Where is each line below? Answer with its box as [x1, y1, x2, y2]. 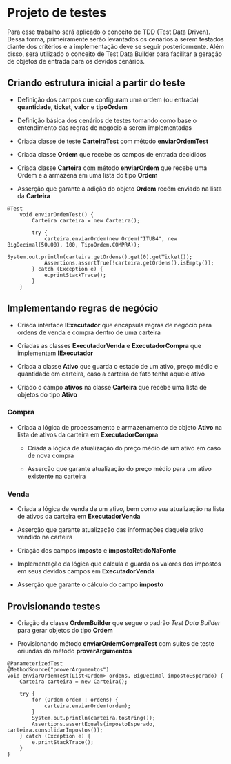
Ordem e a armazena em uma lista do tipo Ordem [17, 171, 158, 179]
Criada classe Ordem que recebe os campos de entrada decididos [17, 150, 207, 158]
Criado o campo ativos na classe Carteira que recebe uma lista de [17, 383, 207, 391]
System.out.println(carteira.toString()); [32, 714, 156, 721]
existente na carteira [27, 472, 86, 480]
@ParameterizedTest [7, 660, 63, 667]
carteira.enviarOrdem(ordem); [43, 703, 131, 709]
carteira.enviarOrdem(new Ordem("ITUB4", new [43, 235, 177, 242]
